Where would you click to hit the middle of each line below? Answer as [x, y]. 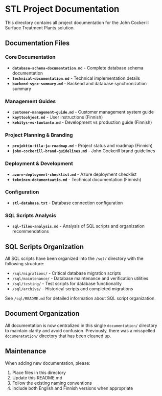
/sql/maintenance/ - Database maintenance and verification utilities [80, 278]
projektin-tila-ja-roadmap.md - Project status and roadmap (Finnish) [82, 146]
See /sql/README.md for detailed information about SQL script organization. [80, 298]
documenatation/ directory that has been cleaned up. [58, 336]
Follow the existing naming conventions [52, 383]
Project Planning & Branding [39, 135]
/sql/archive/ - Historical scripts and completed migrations [72, 289]
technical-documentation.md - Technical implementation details [76, 78]
